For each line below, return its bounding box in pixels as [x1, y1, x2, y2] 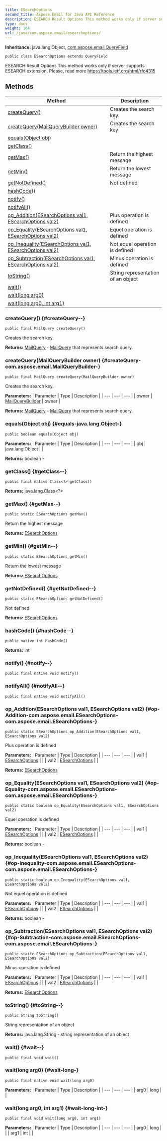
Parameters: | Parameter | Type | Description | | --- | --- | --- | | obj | [5, 440, 146, 446]
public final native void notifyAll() [5, 694, 85, 699]
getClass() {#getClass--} [5, 468, 67, 475]
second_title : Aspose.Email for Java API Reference [5, 12, 114, 17]
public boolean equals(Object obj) [5, 431, 79, 437]
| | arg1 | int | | [5, 1130, 34, 1136]
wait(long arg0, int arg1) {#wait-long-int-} [5, 1105, 108, 1112]
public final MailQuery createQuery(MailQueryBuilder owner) [5, 375, 135, 380]
